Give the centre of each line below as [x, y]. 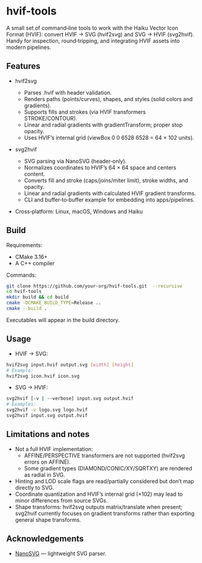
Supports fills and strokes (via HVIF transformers [85, 112]
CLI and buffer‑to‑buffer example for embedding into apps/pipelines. [109, 199]
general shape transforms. [48, 519]
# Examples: [21, 404]
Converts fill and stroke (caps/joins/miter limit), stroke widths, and [106, 180]
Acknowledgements [45, 539]
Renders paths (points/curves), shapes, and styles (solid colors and [108, 99]
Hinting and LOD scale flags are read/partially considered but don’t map [105, 481]
